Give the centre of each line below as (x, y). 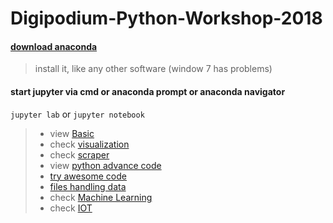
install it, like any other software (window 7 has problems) (153, 69)
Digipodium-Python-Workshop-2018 (166, 18)
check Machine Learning (101, 197)
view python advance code (105, 165)
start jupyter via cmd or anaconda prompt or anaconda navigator (148, 91)
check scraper (79, 154)
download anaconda (54, 46)
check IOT (71, 208)
